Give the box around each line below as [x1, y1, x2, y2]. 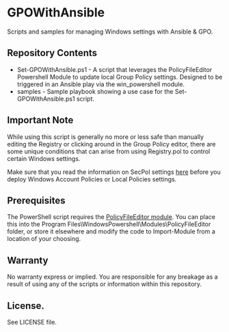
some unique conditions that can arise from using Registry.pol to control [7, 147, 211, 155]
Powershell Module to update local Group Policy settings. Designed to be [16, 73, 223, 81]
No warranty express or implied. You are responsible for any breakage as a [7, 272, 218, 281]
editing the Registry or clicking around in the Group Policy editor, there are [7, 140, 217, 148]
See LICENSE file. [7, 318, 57, 326]
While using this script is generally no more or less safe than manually [7, 132, 204, 141]
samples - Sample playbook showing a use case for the [16, 87, 174, 95]
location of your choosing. [7, 235, 81, 243]
